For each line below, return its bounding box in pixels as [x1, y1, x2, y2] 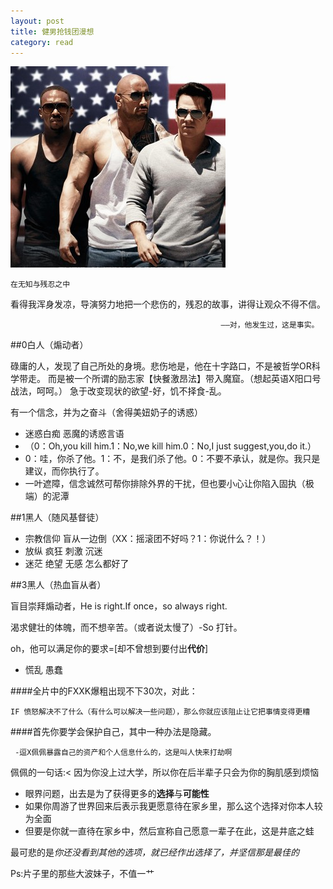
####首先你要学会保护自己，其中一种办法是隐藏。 [10, 726, 217, 738]
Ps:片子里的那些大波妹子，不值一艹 [10, 868, 155, 880]
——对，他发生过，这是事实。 [220, 320, 320, 330]
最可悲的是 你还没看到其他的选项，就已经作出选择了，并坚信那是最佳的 [10, 846, 300, 859]
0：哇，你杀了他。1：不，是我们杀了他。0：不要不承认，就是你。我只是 [24, 453, 321, 465]
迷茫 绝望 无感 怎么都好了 [24, 558, 130, 570]
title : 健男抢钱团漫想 [10, 26, 95, 37]
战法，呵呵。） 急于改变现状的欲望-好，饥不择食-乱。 [10, 385, 227, 397]
